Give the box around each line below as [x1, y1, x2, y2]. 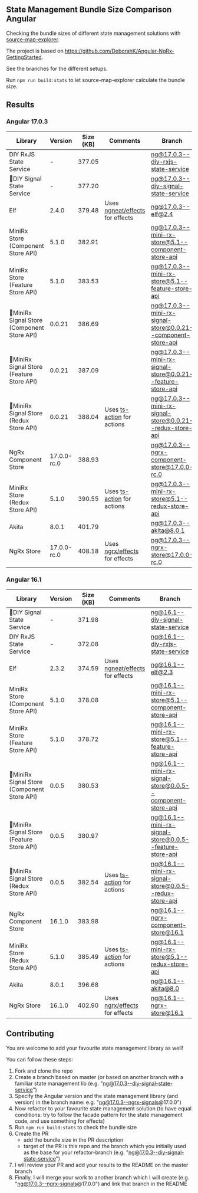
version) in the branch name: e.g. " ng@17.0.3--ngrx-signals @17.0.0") [14, 1099, 181, 1106]
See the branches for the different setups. [6, 65, 108, 72]
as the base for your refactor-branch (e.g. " [23, 1149, 129, 1156]
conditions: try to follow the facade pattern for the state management [14, 1111, 183, 1118]
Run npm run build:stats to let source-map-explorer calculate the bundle [6, 76, 186, 83]
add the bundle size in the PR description [23, 1136, 124, 1143]
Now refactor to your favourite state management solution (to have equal [14, 1104, 192, 1112]
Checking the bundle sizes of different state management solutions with [6, 30, 181, 37]
